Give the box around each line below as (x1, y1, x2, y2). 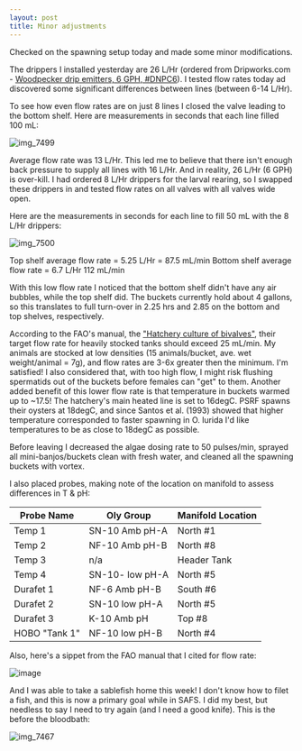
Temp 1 (14, 524, 47, 536)
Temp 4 (14, 568, 47, 581)
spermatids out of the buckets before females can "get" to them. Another (9, 376, 281, 387)
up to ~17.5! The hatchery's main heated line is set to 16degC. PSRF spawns (9, 395, 291, 406)
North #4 (177, 627, 216, 639)
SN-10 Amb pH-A (88, 524, 169, 536)
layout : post (9, 13, 59, 23)
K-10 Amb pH (88, 612, 149, 625)
